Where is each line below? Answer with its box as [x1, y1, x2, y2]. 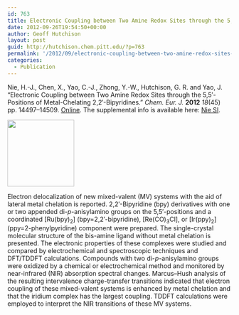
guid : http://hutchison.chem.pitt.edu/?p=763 [7, 43, 144, 50]
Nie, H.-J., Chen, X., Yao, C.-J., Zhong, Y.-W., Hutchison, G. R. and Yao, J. [7, 82, 223, 91]
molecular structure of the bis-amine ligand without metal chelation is [7, 232, 211, 240]
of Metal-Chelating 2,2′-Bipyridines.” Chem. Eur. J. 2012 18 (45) [36, 97, 221, 107]
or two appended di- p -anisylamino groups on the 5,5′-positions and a [7, 207, 212, 215]
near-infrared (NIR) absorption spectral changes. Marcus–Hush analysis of [7, 269, 226, 278]
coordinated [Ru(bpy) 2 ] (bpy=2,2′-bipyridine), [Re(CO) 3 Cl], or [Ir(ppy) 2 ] [7, 215, 217, 225]
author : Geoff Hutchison [7, 30, 81, 38]
